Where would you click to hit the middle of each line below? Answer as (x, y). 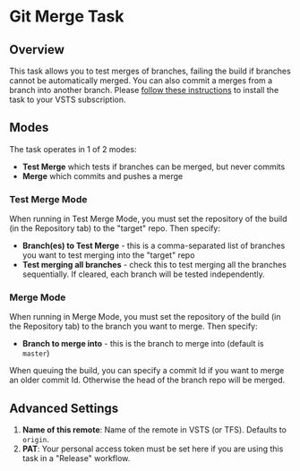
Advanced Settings (64, 408)
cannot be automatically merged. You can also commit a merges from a (141, 81)
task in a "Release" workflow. (76, 458)
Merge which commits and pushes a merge (103, 176)
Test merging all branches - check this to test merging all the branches (154, 265)
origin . (35, 440)
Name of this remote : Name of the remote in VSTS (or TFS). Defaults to (154, 430)
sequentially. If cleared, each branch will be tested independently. (144, 274)
